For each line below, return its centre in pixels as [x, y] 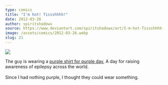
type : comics [19, 10]
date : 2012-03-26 [23, 19]
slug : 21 [14, 38]
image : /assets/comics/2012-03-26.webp [47, 33]
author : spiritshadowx [29, 24]
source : [13, 28]
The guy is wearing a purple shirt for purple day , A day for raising [72, 61]
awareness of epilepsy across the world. [47, 66]
